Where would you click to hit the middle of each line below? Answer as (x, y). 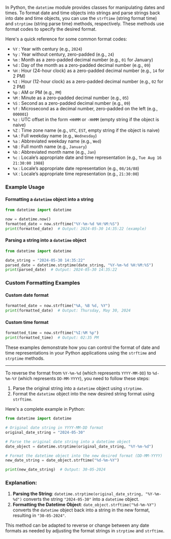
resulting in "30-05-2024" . (39, 515)
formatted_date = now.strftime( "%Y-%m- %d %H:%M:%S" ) (62, 224)
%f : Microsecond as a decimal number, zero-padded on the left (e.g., (85, 109)
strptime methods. (25, 358)
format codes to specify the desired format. (51, 29)
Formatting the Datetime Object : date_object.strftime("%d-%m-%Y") (84, 505)
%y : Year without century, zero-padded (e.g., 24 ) (63, 54)
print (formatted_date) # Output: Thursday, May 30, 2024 (68, 311)
